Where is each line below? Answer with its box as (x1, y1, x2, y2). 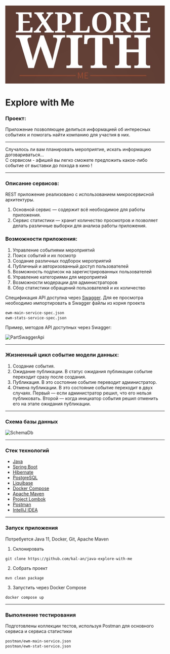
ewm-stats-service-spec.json (5, 315, 67, 320)
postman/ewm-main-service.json (5, 639, 71, 644)
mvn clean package (5, 575, 44, 580)
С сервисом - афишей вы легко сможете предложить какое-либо (5, 157, 148, 163)
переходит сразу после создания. (12, 374, 87, 380)
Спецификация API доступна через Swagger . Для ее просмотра (5, 295, 143, 301)
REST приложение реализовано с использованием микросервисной (5, 191, 154, 198)
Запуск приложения (5, 524, 58, 531)
